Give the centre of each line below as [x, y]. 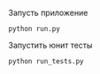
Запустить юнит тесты [50, 45]
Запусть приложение [48, 13]
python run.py [35, 29]
